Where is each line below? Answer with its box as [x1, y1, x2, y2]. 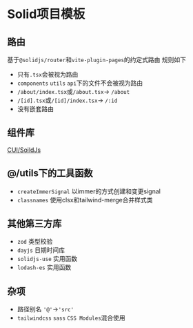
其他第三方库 [7, 218, 62, 230]
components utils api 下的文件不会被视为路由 [17, 79, 143, 87]
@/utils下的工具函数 [7, 167, 93, 180]
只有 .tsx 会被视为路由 [17, 70, 79, 78]
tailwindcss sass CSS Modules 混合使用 [17, 313, 125, 322]
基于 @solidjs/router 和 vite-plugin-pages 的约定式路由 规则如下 [7, 56, 187, 64]
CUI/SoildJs [7, 146, 41, 154]
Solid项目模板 [7, 6, 85, 22]
